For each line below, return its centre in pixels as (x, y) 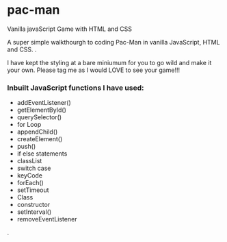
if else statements (42, 154)
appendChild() (37, 132)
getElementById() (42, 110)
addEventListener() (44, 103)
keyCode (30, 176)
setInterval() (34, 212)
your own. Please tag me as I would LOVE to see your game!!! (93, 70)
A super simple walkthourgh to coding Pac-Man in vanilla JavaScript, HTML (113, 42)
